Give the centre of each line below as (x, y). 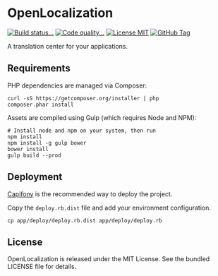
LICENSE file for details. (42, 267)
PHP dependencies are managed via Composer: (77, 85)
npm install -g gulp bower (47, 143)
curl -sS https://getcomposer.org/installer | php (83, 98)
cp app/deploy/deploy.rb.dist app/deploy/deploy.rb (85, 220)
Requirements (39, 68)
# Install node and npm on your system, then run (82, 131)
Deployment (35, 177)
